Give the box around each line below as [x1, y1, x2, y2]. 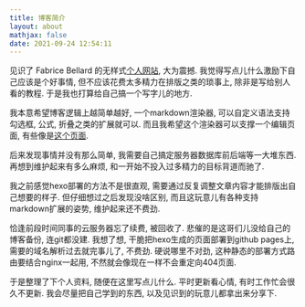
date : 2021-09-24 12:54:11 [9, 38, 112, 48]
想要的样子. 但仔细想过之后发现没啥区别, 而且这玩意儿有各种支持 [16, 192, 258, 203]
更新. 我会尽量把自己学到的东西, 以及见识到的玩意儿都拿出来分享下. [25, 288, 277, 299]
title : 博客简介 [9, 13, 66, 23]
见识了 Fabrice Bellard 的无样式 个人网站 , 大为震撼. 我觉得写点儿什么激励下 [9, 65, 288, 76]
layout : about [9, 22, 64, 31]
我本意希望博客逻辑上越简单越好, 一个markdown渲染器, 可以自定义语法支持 [9, 107, 290, 119]
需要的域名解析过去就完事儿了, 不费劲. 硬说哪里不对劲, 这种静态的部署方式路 [9, 246, 295, 257]
